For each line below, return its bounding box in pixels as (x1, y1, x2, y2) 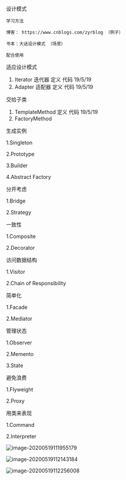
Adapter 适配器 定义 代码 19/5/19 (14, 83, 94, 90)
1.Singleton (6, 139, 33, 146)
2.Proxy (6, 397, 25, 404)
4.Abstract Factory (6, 174, 52, 180)
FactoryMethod (14, 115, 52, 122)
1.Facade (6, 303, 28, 311)
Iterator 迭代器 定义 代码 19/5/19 (14, 76, 92, 83)
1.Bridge (6, 197, 26, 204)
